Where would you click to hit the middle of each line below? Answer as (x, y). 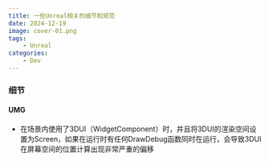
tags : (17, 38)
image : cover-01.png (43, 31)
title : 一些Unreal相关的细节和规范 (61, 16)
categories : (28, 53)
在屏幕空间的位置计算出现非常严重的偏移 (87, 149)
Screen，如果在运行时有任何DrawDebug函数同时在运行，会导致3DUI (148, 139)
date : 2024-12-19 (37, 23)
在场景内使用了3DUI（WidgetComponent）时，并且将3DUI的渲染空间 (134, 129)
